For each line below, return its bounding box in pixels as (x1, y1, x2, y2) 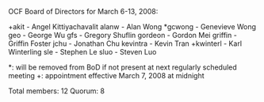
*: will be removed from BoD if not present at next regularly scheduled (8, 62, 238, 72)
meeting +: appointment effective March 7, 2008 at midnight (8, 71, 205, 80)
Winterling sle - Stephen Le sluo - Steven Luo (8, 47, 157, 56)
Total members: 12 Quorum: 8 (8, 86, 105, 96)
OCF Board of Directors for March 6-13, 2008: (8, 7, 159, 16)
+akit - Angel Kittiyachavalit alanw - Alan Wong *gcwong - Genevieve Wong (8, 22, 256, 31)
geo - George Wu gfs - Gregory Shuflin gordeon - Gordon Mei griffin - (8, 31, 238, 40)
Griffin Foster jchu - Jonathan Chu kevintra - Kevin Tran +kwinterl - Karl (8, 39, 243, 48)
